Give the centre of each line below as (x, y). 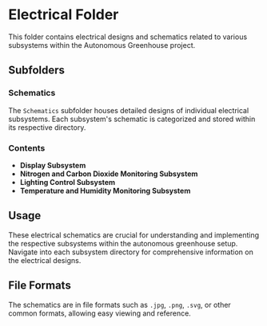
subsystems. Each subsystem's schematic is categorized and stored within (132, 119)
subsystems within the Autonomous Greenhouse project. (102, 45)
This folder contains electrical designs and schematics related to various (128, 37)
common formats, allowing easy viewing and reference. (100, 313)
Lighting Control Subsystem (68, 182)
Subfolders (37, 71)
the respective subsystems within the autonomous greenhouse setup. (123, 243)
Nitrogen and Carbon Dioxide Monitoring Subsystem (109, 174)
